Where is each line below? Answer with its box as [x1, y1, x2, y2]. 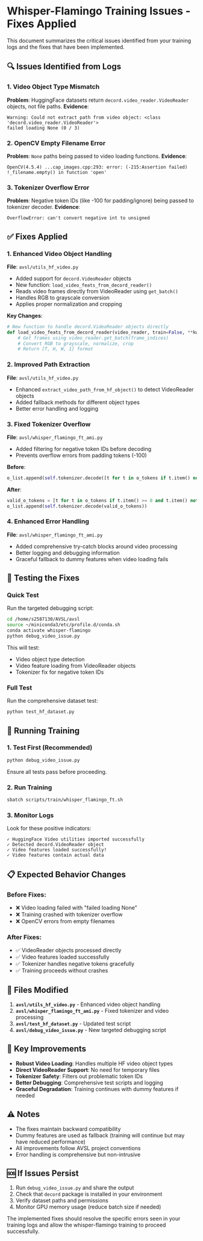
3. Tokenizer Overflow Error [7, 183, 90, 191]
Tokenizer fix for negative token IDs [15, 668, 104, 676]
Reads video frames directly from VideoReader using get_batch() [15, 287, 178, 294]
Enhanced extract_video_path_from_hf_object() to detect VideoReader [15, 385, 194, 393]
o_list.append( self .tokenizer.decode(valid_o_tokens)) [7, 503, 148, 509]
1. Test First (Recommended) [7, 744, 93, 752]
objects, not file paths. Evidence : [7, 102, 89, 110]
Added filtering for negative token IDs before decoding [15, 445, 152, 452]
